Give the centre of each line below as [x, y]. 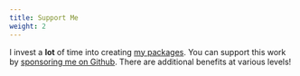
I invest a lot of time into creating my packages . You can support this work [148, 52]
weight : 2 [28, 26]
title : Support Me [44, 18]
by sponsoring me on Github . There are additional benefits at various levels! [150, 62]
